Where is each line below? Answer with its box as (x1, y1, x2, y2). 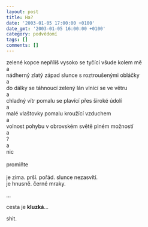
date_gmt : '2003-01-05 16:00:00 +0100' (6, 25, 106, 32)
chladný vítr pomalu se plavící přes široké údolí (6, 97, 122, 104)
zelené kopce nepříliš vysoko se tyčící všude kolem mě (6, 58, 142, 66)
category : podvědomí (6, 31, 58, 37)
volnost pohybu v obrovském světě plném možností (6, 123, 134, 130)
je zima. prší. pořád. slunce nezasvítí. (6, 174, 98, 181)
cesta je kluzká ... (6, 203, 49, 210)
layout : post (6, 8, 39, 15)
